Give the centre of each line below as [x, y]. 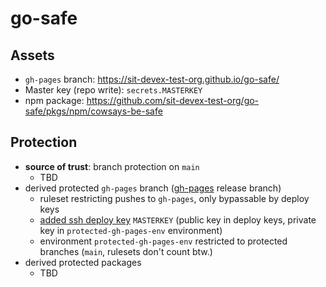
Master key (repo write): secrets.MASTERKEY [113, 90]
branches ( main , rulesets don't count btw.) [126, 251]
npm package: [54, 100]
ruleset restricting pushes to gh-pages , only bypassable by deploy [174, 198]
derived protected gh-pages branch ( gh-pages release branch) [153, 188]
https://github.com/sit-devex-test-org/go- [173, 100]
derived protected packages [83, 262]
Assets [32, 55]
